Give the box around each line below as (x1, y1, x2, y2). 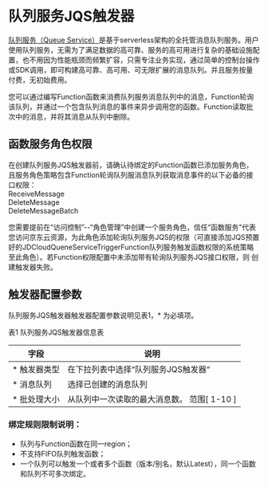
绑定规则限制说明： (8, 419, 82, 430)
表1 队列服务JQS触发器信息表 (8, 327, 104, 337)
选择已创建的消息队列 (67, 378, 148, 390)
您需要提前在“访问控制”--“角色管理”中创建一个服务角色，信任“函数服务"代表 (8, 222, 257, 232)
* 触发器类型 (12, 363, 60, 374)
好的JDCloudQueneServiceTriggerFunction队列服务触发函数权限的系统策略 (8, 242, 254, 252)
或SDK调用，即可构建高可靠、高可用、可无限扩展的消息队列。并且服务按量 (8, 65, 254, 74)
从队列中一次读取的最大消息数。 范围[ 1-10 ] (67, 394, 237, 405)
